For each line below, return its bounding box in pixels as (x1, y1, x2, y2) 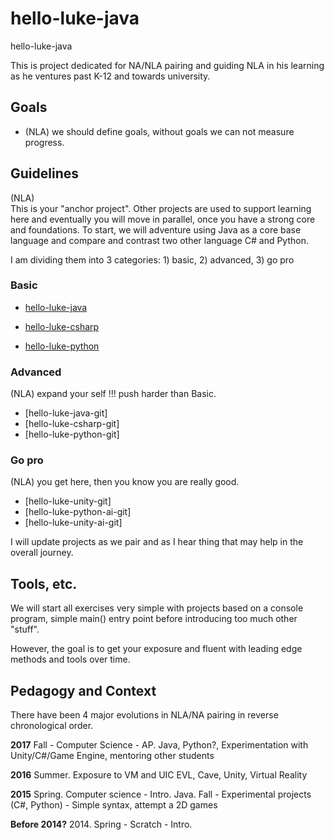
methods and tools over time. (10, 653, 131, 666)
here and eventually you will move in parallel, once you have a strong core (10, 213, 316, 225)
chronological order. (10, 720, 94, 732)
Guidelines (10, 165, 79, 182)
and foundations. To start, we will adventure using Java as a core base (10, 223, 302, 236)
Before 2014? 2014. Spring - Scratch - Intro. (10, 818, 193, 831)
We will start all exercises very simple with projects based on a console (10, 602, 304, 614)
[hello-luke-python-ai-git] (24, 506, 132, 518)
